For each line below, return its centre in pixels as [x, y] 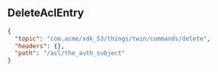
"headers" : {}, [40, 46]
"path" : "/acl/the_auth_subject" [70, 53]
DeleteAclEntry [46, 13]
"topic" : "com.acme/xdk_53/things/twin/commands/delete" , [113, 39]
